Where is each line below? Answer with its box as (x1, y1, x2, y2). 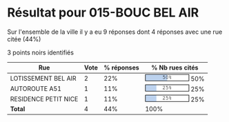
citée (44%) (7, 34, 41, 43)
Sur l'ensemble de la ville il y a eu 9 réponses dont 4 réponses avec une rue (7, 28, 223, 36)
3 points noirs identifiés (7, 48, 74, 57)
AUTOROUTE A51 (10, 84, 62, 92)
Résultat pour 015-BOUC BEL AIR (7, 5, 199, 21)
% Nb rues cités (151, 63, 199, 72)
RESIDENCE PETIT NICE (10, 95, 79, 103)
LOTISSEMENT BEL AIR (10, 74, 77, 82)
